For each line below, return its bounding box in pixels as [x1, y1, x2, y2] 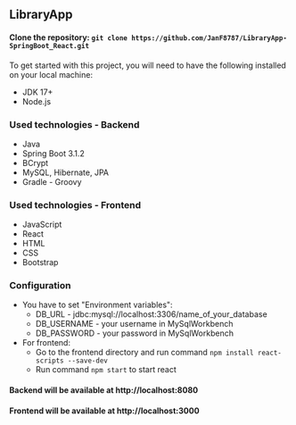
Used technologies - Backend [9, 118, 140, 130]
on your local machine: [9, 69, 94, 79]
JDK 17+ [21, 87, 53, 97]
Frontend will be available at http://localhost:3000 [9, 405, 200, 416]
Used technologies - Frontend [9, 198, 142, 211]
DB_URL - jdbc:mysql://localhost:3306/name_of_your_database [35, 309, 267, 320]
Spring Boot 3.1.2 [21, 147, 85, 159]
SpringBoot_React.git [9, 41, 90, 50]
